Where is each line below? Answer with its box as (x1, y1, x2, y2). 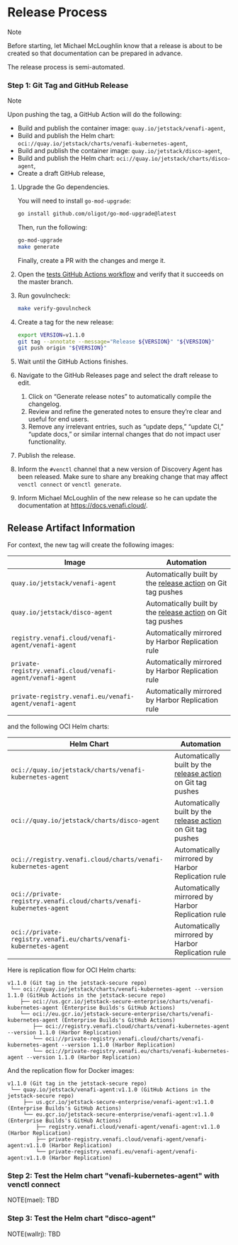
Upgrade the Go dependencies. (17, 183, 110, 191)
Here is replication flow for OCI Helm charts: (7, 966, 137, 974)
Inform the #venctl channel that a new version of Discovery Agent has (17, 465, 223, 473)
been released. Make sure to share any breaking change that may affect (17, 473, 228, 481)
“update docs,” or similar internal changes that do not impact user (28, 430, 221, 439)
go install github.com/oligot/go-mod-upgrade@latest (17, 210, 177, 218)
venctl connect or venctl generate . (17, 480, 122, 489)
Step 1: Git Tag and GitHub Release (7, 80, 129, 90)
